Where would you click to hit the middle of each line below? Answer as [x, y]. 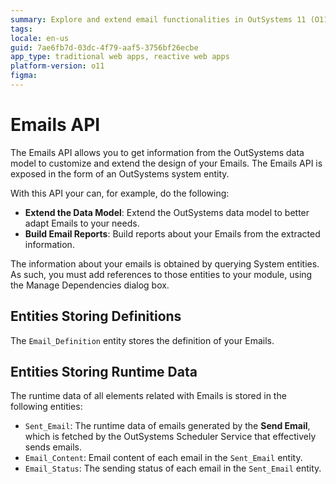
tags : [21, 29]
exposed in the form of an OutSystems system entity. [120, 173]
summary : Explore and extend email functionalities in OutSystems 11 [158, 19]
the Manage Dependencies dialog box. [90, 285]
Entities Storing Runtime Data [104, 372]
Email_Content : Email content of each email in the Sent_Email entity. [163, 458]
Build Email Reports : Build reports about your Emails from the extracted [172, 233]
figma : [24, 76]
